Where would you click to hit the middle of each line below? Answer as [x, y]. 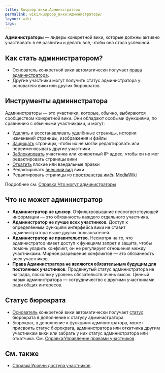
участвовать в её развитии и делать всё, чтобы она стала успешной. [78, 43]
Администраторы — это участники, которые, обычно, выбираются [76, 113]
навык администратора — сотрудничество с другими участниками [83, 280]
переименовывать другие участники [51, 149]
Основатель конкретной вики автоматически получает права [77, 70]
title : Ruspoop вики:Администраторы [43, 10]
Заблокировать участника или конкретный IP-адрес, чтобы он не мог [86, 154]
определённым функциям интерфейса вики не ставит [69, 227]
